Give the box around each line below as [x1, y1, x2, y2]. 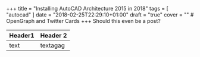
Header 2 [40, 32, 67, 39]
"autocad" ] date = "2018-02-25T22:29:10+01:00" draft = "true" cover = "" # [6, 11, 194, 18]
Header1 [9, 32, 35, 39]
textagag [40, 41, 65, 49]
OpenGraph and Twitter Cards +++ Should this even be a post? [6, 18, 161, 24]
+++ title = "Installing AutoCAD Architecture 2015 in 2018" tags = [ [6, 5, 168, 12]
